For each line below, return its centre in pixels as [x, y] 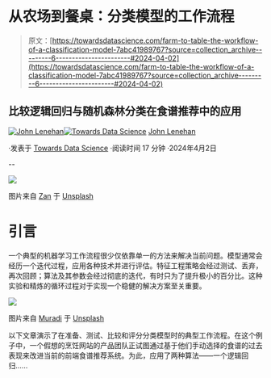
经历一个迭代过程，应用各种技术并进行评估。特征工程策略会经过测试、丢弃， [135, 265]
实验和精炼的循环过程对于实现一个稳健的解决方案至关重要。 [107, 286]
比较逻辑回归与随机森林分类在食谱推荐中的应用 [125, 111]
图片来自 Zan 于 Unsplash [51, 195]
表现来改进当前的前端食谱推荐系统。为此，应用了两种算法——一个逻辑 [125, 355]
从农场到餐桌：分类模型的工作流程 [122, 17]
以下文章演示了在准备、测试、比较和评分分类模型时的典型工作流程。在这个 [132, 335]
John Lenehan [172, 131]
